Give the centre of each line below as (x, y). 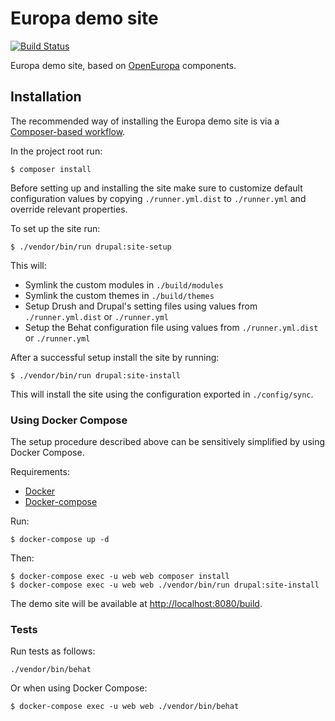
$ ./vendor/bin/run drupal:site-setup (91, 247)
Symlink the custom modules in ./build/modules (124, 284)
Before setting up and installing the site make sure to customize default (156, 188)
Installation (46, 97)
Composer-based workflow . (68, 131)
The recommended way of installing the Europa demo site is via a (145, 121)
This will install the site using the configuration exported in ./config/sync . (162, 394)
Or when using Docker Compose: (79, 688)
